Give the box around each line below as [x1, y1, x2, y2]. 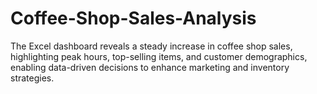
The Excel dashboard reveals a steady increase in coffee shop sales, [10, 40, 293, 52]
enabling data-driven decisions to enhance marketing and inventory [10, 61, 290, 73]
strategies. [10, 72, 55, 84]
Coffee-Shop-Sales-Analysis [10, 7, 257, 30]
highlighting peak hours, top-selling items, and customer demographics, [10, 50, 308, 62]
